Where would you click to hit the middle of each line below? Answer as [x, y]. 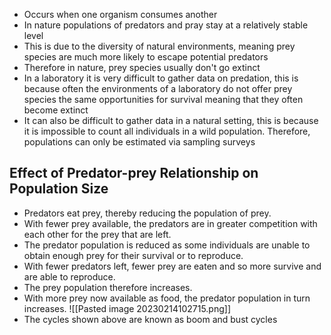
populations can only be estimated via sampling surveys [139, 142]
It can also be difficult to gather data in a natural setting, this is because [171, 120]
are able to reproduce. [69, 276]
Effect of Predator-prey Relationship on [134, 173]
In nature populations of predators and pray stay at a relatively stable [166, 25]
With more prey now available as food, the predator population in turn [167, 298]
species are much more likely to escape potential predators [146, 57]
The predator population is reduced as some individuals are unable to [167, 245]
